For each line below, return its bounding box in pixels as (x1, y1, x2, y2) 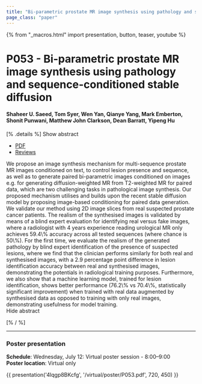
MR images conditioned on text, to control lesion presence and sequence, (6, 166, 189, 173)
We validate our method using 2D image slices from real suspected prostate (6, 205, 194, 212)
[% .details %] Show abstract (6, 130, 79, 137)
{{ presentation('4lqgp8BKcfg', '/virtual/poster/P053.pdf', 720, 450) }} (6, 371, 179, 379)
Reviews (14, 148, 36, 155)
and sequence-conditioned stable (6, 78, 179, 91)
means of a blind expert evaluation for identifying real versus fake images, (6, 217, 190, 225)
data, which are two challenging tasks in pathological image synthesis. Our (6, 185, 192, 193)
